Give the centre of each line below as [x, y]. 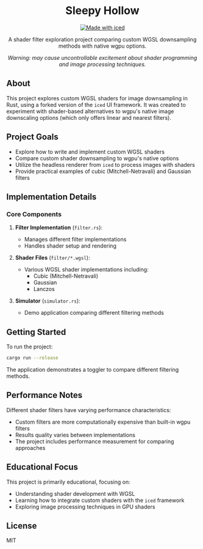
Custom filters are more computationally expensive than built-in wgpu [103, 422]
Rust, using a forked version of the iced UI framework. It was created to [96, 105]
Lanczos [44, 289]
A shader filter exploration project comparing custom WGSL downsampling [102, 39]
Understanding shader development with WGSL [75, 493]
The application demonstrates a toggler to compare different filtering [93, 369]
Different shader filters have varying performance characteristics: [89, 410]
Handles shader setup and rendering [70, 246]
